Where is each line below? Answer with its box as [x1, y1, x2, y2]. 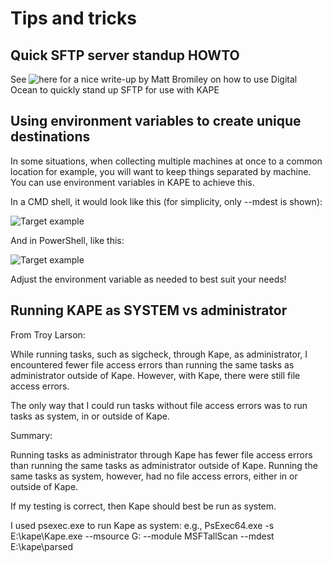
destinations [10, 128, 91, 146]
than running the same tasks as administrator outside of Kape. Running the [10, 459, 318, 471]
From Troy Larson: [10, 328, 86, 341]
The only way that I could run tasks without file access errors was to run [10, 399, 308, 411]
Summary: [10, 429, 53, 441]
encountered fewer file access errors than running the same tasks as [10, 358, 295, 371]
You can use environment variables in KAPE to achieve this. [10, 176, 255, 188]
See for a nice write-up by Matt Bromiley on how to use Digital [10, 73, 298, 85]
